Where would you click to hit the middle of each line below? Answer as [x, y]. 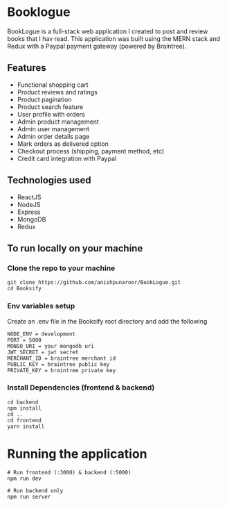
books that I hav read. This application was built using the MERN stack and [113, 38]
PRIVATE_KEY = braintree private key [62, 370]
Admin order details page [53, 136]
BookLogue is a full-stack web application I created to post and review [108, 31]
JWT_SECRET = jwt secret [43, 352]
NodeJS [29, 204]
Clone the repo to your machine [61, 268]
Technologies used [49, 180]
